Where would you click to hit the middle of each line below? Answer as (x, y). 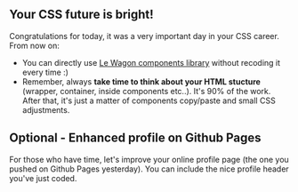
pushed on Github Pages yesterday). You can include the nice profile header (149, 169)
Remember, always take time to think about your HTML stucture (141, 81)
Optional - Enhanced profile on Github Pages (135, 138)
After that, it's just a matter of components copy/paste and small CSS (149, 100)
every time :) (45, 72)
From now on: (34, 45)
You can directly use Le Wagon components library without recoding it (151, 62)
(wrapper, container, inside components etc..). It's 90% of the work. (146, 91)
